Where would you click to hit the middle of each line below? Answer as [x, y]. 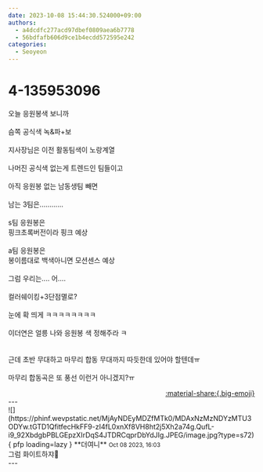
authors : [22, 23]
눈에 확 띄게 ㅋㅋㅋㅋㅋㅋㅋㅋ [52, 314]
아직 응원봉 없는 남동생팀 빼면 [53, 186]
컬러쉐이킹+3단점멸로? [43, 296]
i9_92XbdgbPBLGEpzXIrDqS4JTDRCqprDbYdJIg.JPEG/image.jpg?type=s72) [131, 435]
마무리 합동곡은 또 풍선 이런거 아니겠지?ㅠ [72, 377]
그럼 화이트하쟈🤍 [34, 454]
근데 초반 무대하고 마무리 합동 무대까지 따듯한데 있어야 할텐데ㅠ [104, 359]
